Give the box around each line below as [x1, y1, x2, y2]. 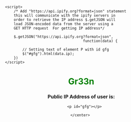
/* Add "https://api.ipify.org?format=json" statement [14, 9, 127, 14]
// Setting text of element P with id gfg [22, 47, 109, 52]
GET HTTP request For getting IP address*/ [14, 26, 105, 31]
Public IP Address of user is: [47, 93, 115, 100]
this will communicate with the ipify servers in [14, 13, 116, 18]
